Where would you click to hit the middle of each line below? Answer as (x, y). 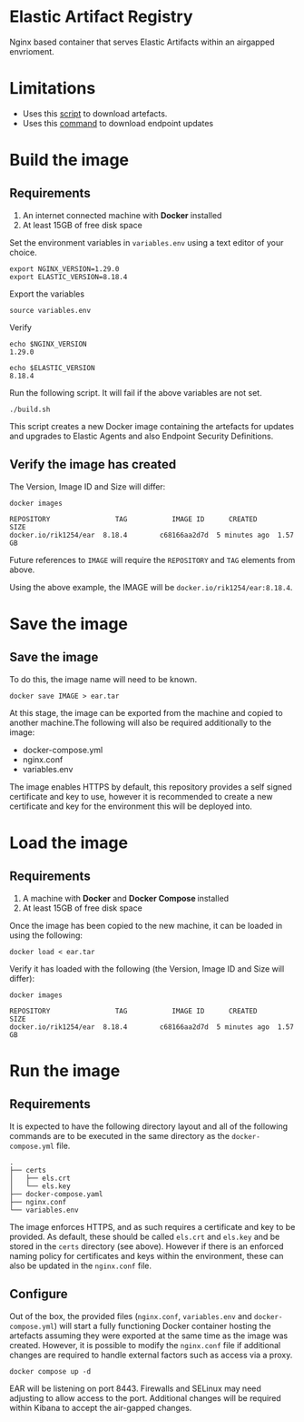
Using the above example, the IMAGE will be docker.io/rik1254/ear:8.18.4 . (151, 587)
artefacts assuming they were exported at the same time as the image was (149, 1336)
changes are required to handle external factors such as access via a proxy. (151, 1355)
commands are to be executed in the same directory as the (119, 1135)
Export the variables (47, 294)
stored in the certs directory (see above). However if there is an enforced (147, 1246)
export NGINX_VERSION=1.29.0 (64, 269)
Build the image (69, 160)
